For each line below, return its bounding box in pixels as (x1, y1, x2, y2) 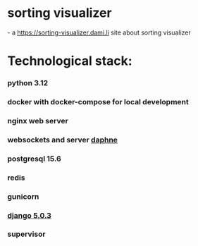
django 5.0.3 (7, 210, 51, 220)
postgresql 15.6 (7, 154, 61, 164)
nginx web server (7, 116, 68, 125)
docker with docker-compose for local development (7, 97, 189, 106)
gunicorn (7, 192, 39, 202)
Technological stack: (7, 53, 132, 69)
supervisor (7, 229, 46, 239)
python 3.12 (7, 78, 49, 88)
